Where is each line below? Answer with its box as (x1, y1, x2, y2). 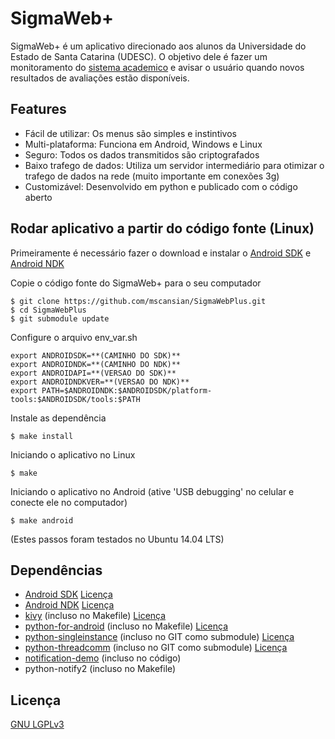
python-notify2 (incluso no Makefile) (24, 663, 177, 675)
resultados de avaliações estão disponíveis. (10, 72, 190, 84)
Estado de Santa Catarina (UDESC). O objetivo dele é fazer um (10, 50, 268, 62)
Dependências (10, 562, 103, 579)
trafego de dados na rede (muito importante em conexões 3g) (24, 170, 280, 182)
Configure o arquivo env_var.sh (10, 331, 138, 343)
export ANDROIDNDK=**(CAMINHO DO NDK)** (10, 359, 182, 369)
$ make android (10, 515, 74, 526)
